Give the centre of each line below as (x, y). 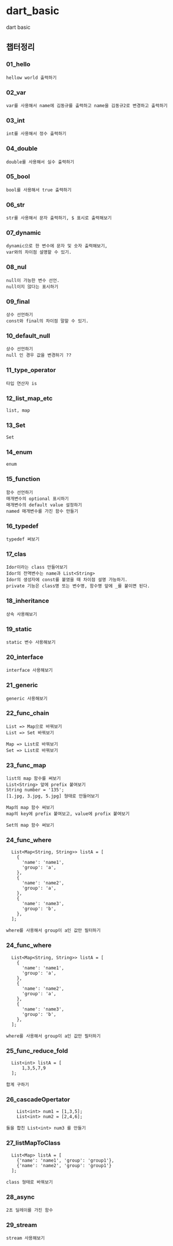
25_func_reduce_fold (37, 1051)
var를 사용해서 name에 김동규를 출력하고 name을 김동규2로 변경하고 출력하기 (87, 105)
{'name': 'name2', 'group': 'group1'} (64, 1165)
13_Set (16, 425)
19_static (19, 629)
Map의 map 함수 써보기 (30, 808)
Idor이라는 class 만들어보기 (37, 567)
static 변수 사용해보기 (31, 642)
